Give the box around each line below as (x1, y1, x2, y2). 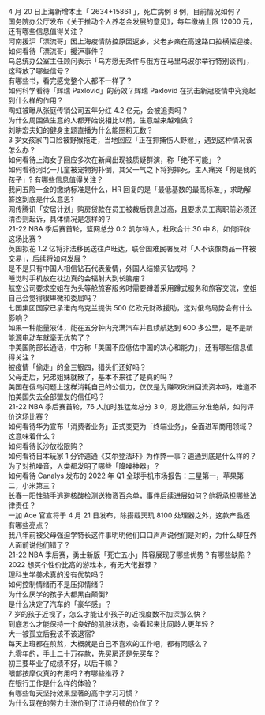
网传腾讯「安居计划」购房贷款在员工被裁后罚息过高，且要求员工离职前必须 (8, 205, 250, 213)
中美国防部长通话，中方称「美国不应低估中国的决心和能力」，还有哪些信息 (8, 343, 247, 352)
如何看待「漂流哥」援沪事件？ (8, 47, 105, 55)
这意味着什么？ (8, 431, 57, 441)
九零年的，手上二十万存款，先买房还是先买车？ (8, 649, 160, 658)
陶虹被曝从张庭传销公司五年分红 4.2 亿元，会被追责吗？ (8, 106, 189, 115)
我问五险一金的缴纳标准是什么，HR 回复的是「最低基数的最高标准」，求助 (8, 185, 244, 194)
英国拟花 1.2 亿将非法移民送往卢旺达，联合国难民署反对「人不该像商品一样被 (8, 244, 256, 253)
